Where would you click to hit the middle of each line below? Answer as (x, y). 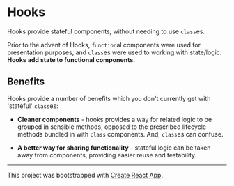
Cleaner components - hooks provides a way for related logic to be (115, 119)
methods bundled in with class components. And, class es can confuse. (120, 134)
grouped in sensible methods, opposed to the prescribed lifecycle (112, 127)
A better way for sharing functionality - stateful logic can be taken (114, 148)
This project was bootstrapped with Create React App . (85, 175)
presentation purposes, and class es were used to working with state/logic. (115, 52)
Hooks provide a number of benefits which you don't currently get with (109, 98)
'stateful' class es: (33, 106)
